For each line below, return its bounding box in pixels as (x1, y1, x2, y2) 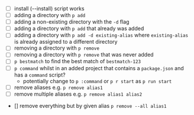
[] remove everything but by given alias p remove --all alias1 (14, 102, 167, 109)
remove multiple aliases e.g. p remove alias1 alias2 (14, 90, 143, 97)
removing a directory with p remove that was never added (14, 51, 154, 58)
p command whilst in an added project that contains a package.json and (14, 64, 184, 71)
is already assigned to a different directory (14, 38, 118, 45)
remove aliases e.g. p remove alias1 (14, 84, 103, 91)
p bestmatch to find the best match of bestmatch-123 (14, 58, 141, 65)
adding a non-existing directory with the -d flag (14, 18, 130, 25)
